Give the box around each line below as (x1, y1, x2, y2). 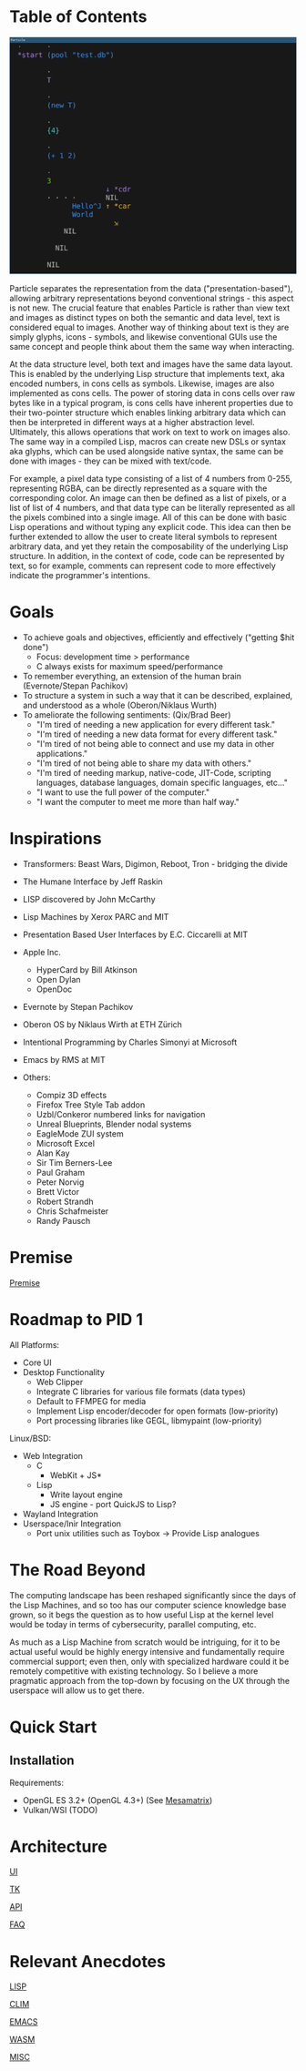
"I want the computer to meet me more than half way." (36, 796, 240, 807)
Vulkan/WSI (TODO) (22, 1804, 98, 1815)
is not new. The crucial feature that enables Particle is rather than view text (9, 302, 291, 313)
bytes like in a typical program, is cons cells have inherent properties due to (9, 397, 294, 408)
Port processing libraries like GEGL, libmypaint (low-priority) (36, 1414, 262, 1426)
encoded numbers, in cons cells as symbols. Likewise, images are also (9, 378, 275, 389)
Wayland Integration (22, 1508, 98, 1519)
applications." (36, 748, 88, 759)
